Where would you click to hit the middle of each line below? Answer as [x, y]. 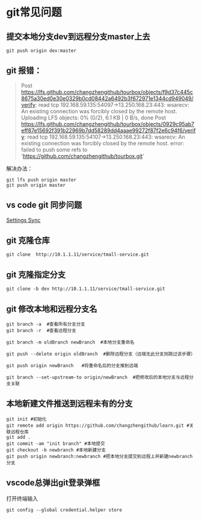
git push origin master [36, 185]
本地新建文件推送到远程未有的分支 [69, 404]
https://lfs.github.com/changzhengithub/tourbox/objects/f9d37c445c [107, 92]
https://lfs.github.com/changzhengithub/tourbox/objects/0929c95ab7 [108, 124]
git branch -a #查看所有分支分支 [46, 324]
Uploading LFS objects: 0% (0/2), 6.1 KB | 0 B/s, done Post [93, 118]
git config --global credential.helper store [64, 510]
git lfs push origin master [41, 180]
